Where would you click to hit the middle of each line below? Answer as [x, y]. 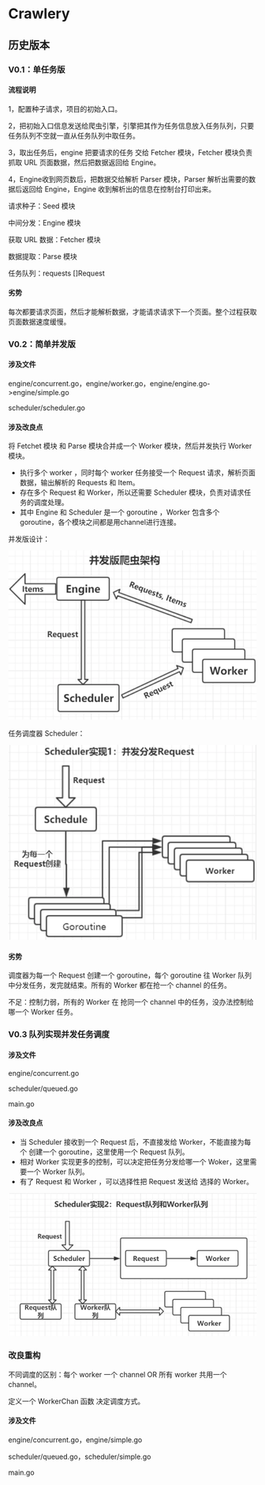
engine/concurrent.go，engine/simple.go [75, 1439]
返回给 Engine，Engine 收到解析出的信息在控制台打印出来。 [119, 189]
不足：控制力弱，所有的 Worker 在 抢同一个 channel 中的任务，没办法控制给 [131, 1002]
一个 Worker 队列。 [58, 1172]
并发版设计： [29, 539]
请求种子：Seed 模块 [42, 206]
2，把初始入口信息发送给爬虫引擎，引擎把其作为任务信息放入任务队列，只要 [131, 125]
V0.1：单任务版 [37, 70]
